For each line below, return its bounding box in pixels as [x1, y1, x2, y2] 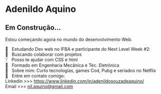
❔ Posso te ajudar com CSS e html [5, 57, 78, 63]
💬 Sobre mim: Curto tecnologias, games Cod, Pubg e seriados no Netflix [5, 68, 156, 73]
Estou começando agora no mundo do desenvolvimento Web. [5, 36, 132, 42]
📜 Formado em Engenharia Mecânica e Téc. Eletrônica [5, 62, 119, 68]
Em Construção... [5, 23, 61, 32]
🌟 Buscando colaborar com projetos [5, 51, 82, 57]
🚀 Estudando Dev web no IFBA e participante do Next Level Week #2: [5, 46, 151, 52]
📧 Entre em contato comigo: [5, 73, 65, 79]
